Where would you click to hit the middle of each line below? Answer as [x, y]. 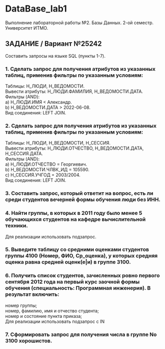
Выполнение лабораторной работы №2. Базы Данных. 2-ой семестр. [79, 23]
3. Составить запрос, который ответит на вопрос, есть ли [79, 193]
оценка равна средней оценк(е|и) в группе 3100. [68, 262]
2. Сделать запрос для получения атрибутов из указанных [81, 126]
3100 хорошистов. [29, 340]
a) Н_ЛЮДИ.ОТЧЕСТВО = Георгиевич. [46, 164]
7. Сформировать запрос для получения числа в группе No [81, 334]
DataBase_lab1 [36, 9]
